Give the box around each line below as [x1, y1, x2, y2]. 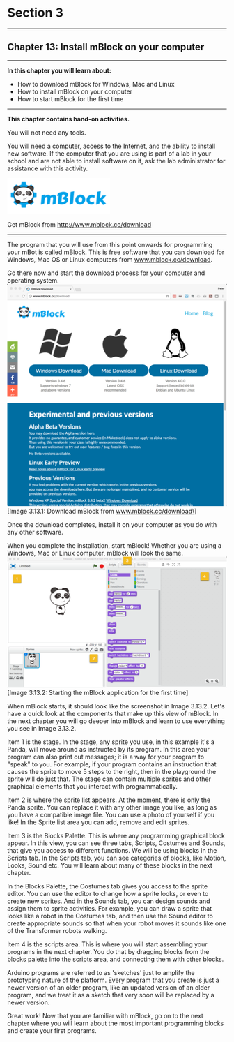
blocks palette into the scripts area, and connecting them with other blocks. [7, 955, 224, 963]
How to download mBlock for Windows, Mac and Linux [17, 80, 175, 88]
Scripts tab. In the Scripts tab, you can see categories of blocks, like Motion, [7, 854, 226, 862]
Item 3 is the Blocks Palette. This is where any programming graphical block [7, 831, 225, 840]
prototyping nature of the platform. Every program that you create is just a [7, 976, 219, 984]
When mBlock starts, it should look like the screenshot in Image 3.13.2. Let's [7, 701, 225, 710]
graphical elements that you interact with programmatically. [7, 782, 178, 790]
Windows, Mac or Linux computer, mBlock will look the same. [7, 549, 183, 557]
